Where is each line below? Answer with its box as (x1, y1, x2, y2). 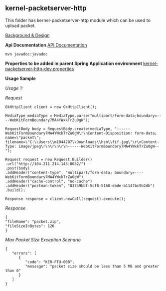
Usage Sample (5, 75, 36, 81)
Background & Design (5, 32, 50, 38)
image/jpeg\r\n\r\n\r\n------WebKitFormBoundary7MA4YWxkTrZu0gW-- (18, 143, 160, 149)
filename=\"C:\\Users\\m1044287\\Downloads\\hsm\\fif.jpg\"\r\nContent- (5, 139, 160, 144)
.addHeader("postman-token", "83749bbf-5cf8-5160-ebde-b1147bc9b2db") (5, 183, 155, 188)
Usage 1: (5, 85, 23, 91)
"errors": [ (11, 250, 37, 255)
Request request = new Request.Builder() (5, 157, 93, 162)
